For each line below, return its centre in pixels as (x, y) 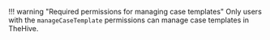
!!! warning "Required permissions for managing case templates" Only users (135, 12)
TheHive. (24, 28)
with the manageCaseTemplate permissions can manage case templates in (129, 20)
